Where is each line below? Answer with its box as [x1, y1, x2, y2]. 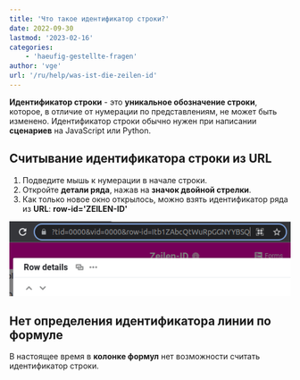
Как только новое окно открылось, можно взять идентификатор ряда [21, 193, 288, 205]
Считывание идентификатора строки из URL [9, 151, 272, 166]
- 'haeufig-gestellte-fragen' [25, 52, 138, 62]
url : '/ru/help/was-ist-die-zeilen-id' [9, 72, 158, 80]
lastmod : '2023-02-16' [9, 33, 94, 42]
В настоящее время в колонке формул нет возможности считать [9, 351, 261, 362]
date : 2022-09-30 [9, 23, 74, 33]
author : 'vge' [9, 62, 62, 71]
